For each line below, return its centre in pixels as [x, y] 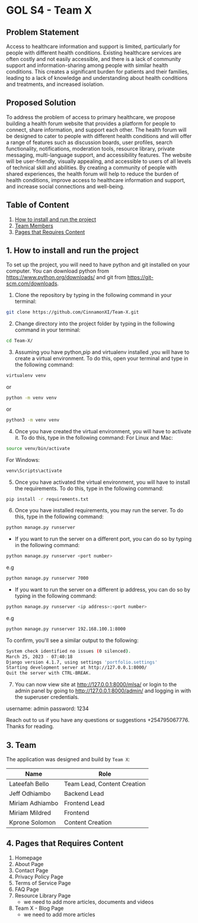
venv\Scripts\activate [34, 471]
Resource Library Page [43, 895]
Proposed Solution [41, 103]
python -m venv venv [32, 398]
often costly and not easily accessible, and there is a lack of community [94, 59]
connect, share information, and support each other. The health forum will [96, 130]
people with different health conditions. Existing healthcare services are [94, 53]
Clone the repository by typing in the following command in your [93, 295]
